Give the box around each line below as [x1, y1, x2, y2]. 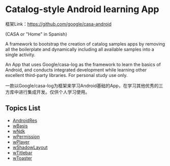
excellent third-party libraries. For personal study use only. [5, 72, 128, 78]
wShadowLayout [12, 144, 48, 150]
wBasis [12, 122, 28, 129]
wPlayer [12, 139, 30, 145]
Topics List [5, 104, 41, 112]
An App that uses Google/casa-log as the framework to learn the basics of [5, 61, 161, 67]
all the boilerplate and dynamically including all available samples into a [5, 46, 154, 52]
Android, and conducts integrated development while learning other [5, 67, 147, 73]
